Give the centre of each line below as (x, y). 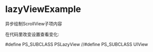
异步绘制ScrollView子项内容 (34, 23)
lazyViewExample (43, 9)
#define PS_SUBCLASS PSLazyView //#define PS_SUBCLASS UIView (77, 44)
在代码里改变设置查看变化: (32, 34)
